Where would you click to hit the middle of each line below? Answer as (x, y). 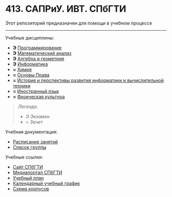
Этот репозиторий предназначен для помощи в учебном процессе (79, 23)
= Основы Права (31, 75)
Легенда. (28, 106)
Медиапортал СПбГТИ (37, 172)
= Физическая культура (39, 96)
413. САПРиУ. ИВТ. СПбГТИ (66, 9)
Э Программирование (37, 48)
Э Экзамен (37, 116)
